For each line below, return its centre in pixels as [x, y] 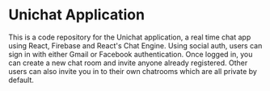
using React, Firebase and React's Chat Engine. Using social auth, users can [135, 45]
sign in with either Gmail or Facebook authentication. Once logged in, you [131, 54]
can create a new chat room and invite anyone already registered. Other [128, 63]
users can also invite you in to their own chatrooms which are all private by [133, 71]
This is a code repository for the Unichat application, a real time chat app [130, 37]
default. [21, 80]
